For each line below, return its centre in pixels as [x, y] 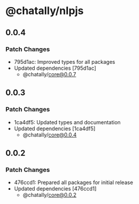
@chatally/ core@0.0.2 [50, 195]
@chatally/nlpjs [45, 11]
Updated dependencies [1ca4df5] [55, 128]
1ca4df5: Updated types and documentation [67, 122]
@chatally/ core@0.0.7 [50, 74]
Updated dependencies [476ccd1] [55, 189]
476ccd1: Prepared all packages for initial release [73, 182]
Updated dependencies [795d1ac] [55, 68]
